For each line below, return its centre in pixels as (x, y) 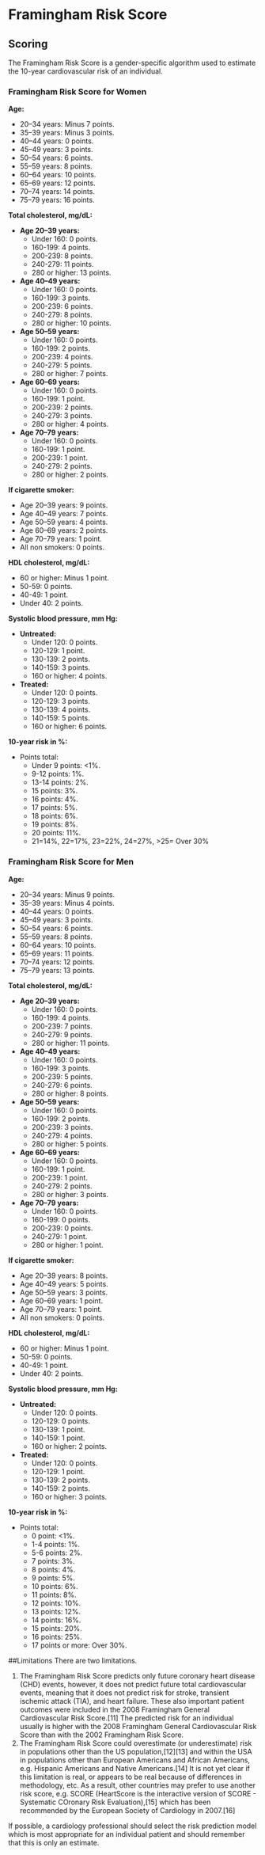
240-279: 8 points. (62, 315)
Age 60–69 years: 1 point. (61, 1301)
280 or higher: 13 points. (71, 273)
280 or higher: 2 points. (70, 475)
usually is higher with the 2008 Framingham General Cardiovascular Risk (138, 1726)
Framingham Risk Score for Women (78, 91)
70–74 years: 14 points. (57, 192)
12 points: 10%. (56, 1603)
